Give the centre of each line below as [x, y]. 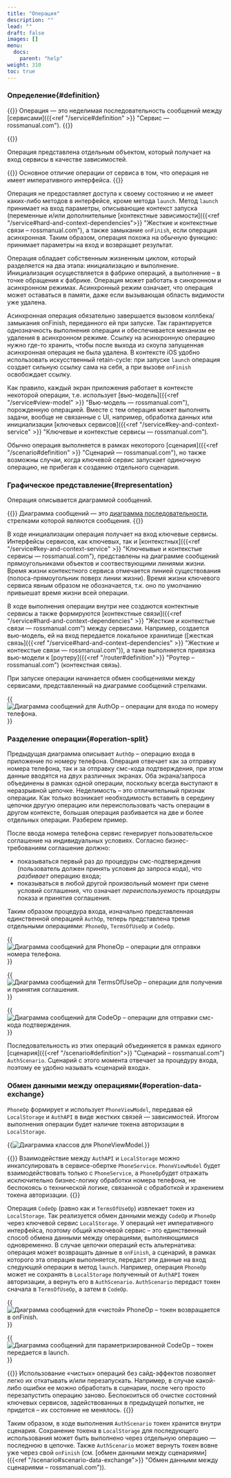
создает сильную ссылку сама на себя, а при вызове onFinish [99, 367]
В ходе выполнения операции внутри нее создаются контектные [103, 606]
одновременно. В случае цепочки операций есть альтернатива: [102, 1245]
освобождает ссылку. [39, 374]
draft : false [26, 33]
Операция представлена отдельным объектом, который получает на [109, 152]
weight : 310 [24, 65]
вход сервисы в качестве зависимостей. [67, 159]
